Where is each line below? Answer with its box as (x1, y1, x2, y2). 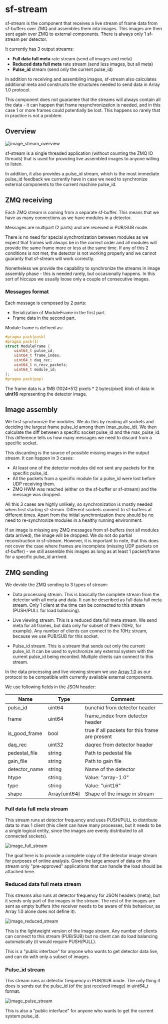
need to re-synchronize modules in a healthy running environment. (5, 517, 143, 523)
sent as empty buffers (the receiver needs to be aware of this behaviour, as (5, 903, 160, 909)
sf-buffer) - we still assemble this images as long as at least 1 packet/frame (5, 548, 160, 554)
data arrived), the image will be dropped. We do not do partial (5, 532, 132, 538)
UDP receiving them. (12, 481, 55, 487)
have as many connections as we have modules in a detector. (5, 215, 132, 221)
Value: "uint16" (84, 782, 121, 789)
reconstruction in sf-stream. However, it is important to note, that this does (5, 538, 159, 544)
